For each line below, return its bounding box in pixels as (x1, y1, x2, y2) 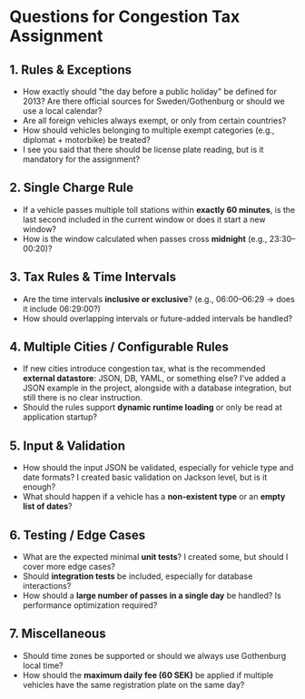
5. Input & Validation (9, 438, 125, 453)
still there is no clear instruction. (22, 392, 143, 403)
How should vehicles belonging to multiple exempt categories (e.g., (22, 125, 275, 136)
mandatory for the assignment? (22, 154, 141, 165)
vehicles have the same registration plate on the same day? (22, 679, 245, 690)
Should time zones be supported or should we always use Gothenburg (22, 650, 287, 661)
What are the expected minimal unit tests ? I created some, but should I (22, 552, 289, 562)
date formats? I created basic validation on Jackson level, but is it (22, 471, 268, 483)
